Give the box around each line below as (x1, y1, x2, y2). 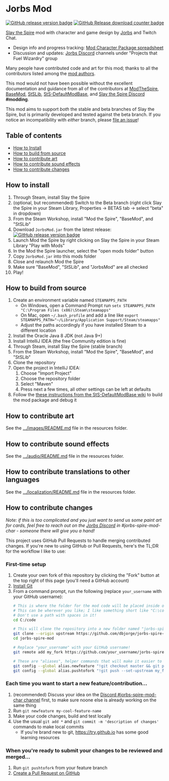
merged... (6, 753, 31, 760)
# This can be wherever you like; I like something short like (13, 608, 149, 613)
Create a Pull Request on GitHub (13, 770, 80, 776)
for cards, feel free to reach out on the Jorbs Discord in (6, 522, 121, 528)
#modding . (6, 96, 29, 102)
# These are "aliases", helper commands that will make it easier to (13, 658, 162, 664)
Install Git (13, 583, 33, 589)
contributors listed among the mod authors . (6, 70, 96, 76)
